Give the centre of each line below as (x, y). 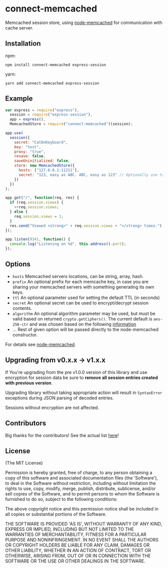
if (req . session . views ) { (37, 202)
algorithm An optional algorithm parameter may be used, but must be (84, 313)
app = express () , (28, 119)
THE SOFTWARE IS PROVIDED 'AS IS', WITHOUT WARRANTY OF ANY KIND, (84, 524)
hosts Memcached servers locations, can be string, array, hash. (78, 276)
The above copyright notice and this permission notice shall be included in (82, 509)
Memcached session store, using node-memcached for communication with (84, 22)
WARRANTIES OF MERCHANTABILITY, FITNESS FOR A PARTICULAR (76, 534)
